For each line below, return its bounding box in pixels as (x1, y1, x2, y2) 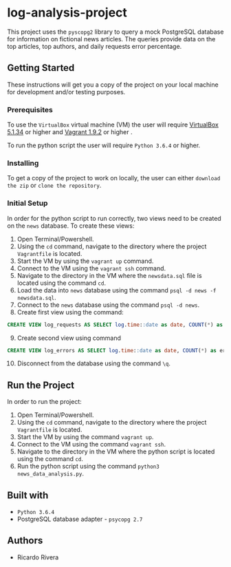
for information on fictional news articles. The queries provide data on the (7, 34, 216, 43)
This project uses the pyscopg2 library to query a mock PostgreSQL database (7, 28, 224, 36)
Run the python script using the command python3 (16, 462, 159, 471)
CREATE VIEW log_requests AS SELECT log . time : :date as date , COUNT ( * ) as (7, 321, 223, 328)
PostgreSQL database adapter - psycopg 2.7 (16, 515, 143, 524)
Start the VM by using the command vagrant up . (16, 433, 154, 441)
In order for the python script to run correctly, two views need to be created (7, 214, 221, 222)
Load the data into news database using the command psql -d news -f (16, 286, 217, 294)
